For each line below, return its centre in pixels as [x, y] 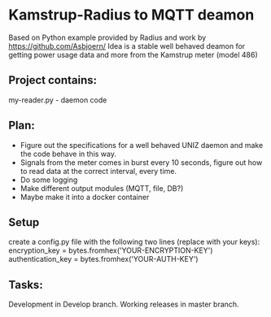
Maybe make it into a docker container [85, 197]
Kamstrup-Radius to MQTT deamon [131, 15]
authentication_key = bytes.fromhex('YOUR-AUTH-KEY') [103, 259]
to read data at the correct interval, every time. [98, 171]
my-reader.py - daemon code [58, 100]
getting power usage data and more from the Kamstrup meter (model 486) [133, 54]
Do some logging [49, 180]
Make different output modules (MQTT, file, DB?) [102, 188]
